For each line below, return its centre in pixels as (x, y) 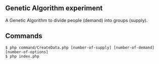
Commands (24, 36)
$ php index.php (22, 56)
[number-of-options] (27, 52)
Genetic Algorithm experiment (54, 8)
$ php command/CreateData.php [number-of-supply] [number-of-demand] (80, 47)
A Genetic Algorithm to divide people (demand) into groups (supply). (76, 20)
